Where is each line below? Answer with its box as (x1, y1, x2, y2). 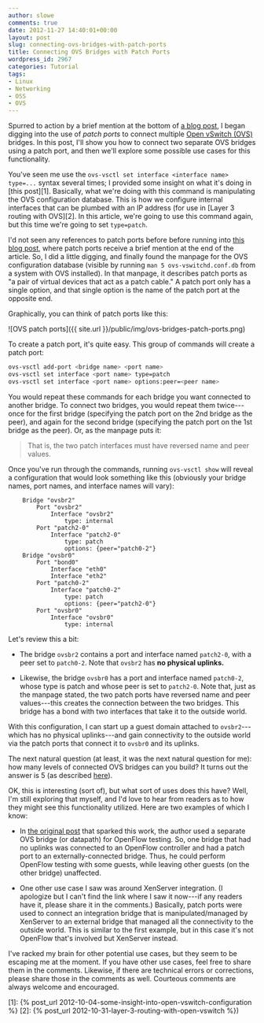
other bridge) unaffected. (19, 868, 102, 877)
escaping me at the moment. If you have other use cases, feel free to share (8, 957, 251, 966)
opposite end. (8, 294, 53, 303)
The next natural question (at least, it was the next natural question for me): (8, 754, 252, 763)
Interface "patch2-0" (49, 531, 122, 539)
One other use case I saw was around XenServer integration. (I (19, 883, 223, 892)
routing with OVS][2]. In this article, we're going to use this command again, (8, 212, 254, 221)
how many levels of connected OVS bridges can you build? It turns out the (8, 762, 249, 772)
